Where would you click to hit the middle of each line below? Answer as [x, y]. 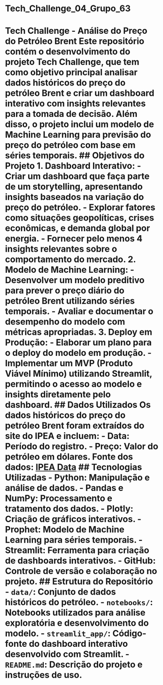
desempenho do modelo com [65, 322]
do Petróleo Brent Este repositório [75, 41]
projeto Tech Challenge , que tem [72, 62]
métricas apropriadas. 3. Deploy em [79, 332]
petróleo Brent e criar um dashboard [80, 93]
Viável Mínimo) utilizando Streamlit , [79, 374]
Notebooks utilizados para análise [75, 613]
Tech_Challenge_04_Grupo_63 [68, 9]
